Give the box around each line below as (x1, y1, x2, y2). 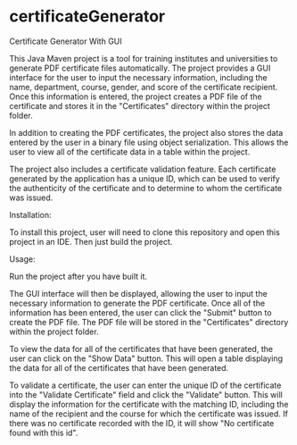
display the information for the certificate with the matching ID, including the (9, 399, 289, 409)
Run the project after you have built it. (9, 271, 148, 281)
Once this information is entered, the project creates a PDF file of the (9, 91, 262, 102)
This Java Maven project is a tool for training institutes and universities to (9, 53, 278, 63)
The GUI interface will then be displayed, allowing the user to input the (9, 288, 268, 298)
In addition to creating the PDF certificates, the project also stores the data (9, 127, 284, 138)
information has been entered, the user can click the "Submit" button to (9, 306, 272, 318)
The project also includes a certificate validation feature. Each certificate (9, 164, 276, 174)
